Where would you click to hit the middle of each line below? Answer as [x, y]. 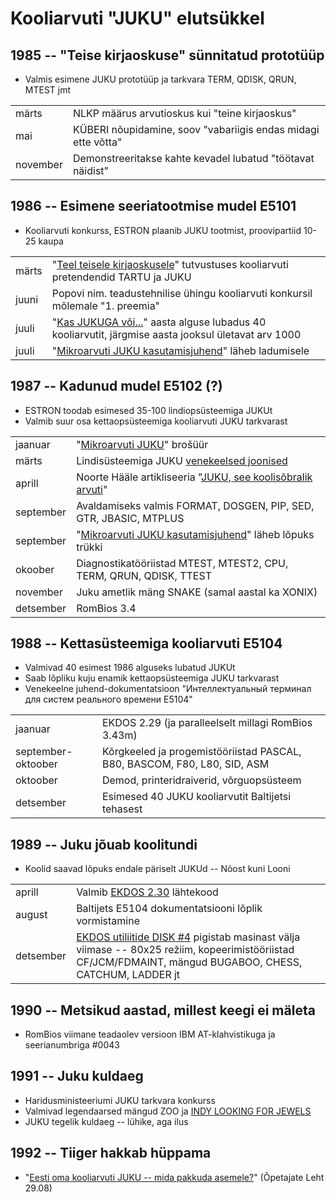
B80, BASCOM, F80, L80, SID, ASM [185, 764]
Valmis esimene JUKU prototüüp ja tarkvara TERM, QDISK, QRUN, [160, 79]
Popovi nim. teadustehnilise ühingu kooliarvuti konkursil [182, 293]
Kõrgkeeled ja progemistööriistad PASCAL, [201, 752]
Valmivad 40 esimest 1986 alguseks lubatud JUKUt [130, 668]
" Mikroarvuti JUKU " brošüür [142, 444]
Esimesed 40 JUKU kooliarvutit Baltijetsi [196, 797]
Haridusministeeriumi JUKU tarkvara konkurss [120, 1100]
